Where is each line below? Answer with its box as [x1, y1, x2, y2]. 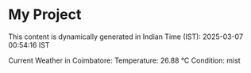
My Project [8, 6, 82, 24]
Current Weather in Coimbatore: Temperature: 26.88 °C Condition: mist [8, 56, 241, 65]
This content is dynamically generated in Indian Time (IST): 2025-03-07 [8, 32, 244, 41]
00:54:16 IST [8, 40, 50, 49]
